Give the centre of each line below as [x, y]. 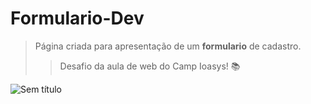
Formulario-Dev [77, 18]
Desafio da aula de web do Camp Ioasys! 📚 [150, 66]
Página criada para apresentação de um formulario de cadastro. [168, 46]
